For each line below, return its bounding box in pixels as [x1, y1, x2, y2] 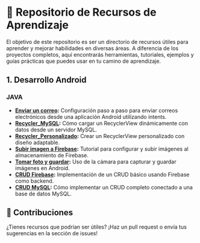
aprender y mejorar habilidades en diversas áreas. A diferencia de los [6, 45, 179, 52]
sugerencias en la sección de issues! [6, 230, 98, 237]
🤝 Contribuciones [6, 207, 73, 218]
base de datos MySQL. [14, 190, 72, 197]
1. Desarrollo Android [6, 75, 87, 85]
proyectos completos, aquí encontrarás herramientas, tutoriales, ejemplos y [6, 51, 194, 58]
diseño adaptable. [14, 139, 60, 146]
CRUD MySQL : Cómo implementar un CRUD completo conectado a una [14, 183, 193, 191]
